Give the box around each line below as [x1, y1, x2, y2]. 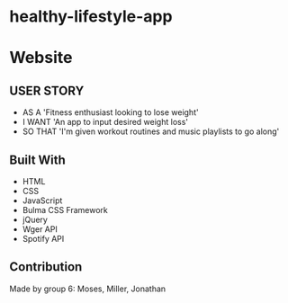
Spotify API [22, 234, 65, 244]
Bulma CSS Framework [22, 205, 108, 215]
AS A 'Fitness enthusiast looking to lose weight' [22, 107, 200, 118]
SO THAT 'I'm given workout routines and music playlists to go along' [22, 126, 280, 137]
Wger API [22, 224, 58, 235]
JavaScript [22, 195, 63, 206]
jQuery [22, 214, 48, 225]
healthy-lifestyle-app [9, 6, 173, 27]
